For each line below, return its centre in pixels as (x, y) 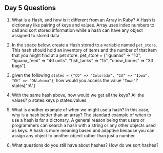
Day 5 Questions (30, 8)
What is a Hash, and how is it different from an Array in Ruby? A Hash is (83, 20)
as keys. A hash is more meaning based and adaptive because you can (83, 130)
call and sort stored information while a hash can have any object (77, 30)
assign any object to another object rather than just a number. (74, 135)
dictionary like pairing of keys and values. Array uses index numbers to (83, 25)
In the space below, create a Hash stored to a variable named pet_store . (84, 45)
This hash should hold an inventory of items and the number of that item (84, 50)
